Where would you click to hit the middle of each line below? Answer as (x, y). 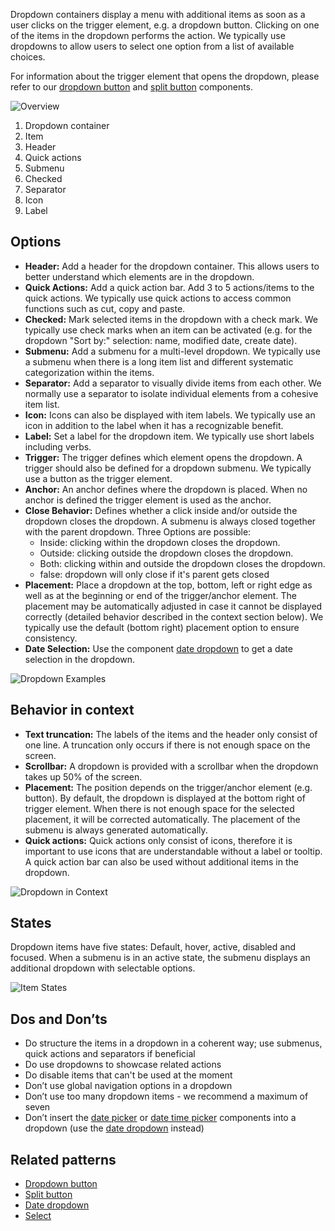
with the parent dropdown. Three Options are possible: (138, 531)
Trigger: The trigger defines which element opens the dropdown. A (163, 457)
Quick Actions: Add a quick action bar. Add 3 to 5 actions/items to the (169, 287)
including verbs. (58, 446)
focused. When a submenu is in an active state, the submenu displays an (160, 958)
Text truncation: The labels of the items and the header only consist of (171, 734)
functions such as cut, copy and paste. (105, 308)
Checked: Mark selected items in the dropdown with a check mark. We (171, 319)
